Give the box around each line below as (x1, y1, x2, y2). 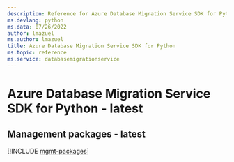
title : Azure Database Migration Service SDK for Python (7, 43, 176, 50)
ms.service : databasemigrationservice (7, 56, 120, 63)
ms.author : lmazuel (7, 36, 64, 43)
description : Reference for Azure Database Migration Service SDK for (7, 10, 217, 17)
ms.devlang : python (7, 17, 64, 24)
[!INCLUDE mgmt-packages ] (7, 147, 89, 155)
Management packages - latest (7, 128, 146, 140)
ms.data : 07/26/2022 (7, 23, 68, 30)
